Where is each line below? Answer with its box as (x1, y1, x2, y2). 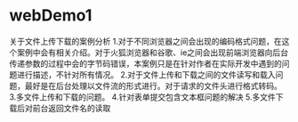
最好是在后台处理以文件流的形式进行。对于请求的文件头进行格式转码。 (24, 80, 282, 91)
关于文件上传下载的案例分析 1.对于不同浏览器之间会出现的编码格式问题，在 (9, 36, 282, 46)
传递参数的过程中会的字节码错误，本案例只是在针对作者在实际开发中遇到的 (9, 58, 282, 69)
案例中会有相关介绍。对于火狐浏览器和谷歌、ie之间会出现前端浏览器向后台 (16, 46, 289, 58)
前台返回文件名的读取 (32, 102, 111, 113)
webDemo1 (9, 5, 93, 26)
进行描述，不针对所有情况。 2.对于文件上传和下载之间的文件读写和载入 (16, 69, 276, 80)
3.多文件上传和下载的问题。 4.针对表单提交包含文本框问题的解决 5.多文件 (9, 91, 276, 102)
